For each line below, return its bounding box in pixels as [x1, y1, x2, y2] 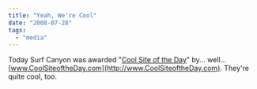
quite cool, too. [8, 72, 58, 81]
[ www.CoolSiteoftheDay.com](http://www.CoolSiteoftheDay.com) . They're [8, 64, 249, 73]
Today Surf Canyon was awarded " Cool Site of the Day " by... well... [8, 55, 227, 65]
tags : [8, 26, 26, 34]
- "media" [15, 33, 47, 42]
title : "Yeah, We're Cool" [8, 11, 97, 20]
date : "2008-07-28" [8, 19, 73, 27]
